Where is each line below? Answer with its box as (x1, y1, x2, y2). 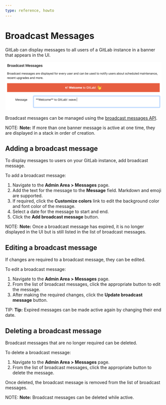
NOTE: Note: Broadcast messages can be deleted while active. (5, 395, 134, 401)
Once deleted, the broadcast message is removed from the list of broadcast (5, 380, 161, 386)
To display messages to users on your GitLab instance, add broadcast (5, 158, 148, 164)
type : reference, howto (5, 8, 55, 13)
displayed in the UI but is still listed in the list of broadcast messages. (5, 229, 147, 235)
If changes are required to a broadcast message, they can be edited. (5, 257, 146, 263)
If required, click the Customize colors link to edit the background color (12, 198, 160, 204)
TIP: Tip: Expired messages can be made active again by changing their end (5, 307, 162, 313)
